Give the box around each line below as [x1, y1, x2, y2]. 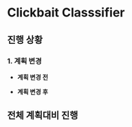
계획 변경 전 [16, 73, 48, 81]
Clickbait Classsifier [7, 5, 125, 21]
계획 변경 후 [16, 87, 48, 95]
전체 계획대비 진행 [7, 110, 78, 122]
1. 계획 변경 [7, 56, 42, 66]
